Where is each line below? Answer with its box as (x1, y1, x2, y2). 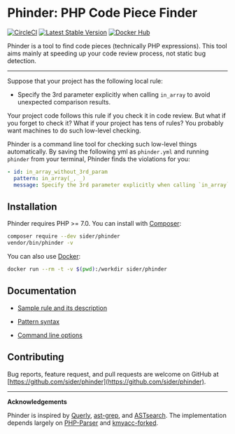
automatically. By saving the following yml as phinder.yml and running (7, 147, 209, 156)
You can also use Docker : (7, 252, 81, 261)
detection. (7, 56, 37, 65)
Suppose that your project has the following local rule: (7, 76, 163, 85)
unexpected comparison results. (17, 97, 111, 106)
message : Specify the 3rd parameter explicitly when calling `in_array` (13, 181, 230, 189)
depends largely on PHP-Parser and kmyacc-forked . (7, 419, 159, 427)
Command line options (17, 331, 83, 339)
